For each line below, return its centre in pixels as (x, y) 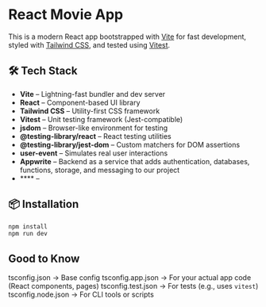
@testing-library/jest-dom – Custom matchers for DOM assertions (130, 144)
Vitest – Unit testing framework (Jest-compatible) (101, 119)
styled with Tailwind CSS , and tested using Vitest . (89, 44)
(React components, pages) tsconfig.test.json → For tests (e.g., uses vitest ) (133, 286)
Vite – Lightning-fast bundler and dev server (93, 94)
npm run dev (28, 234)
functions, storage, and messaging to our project (100, 170)
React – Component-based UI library (80, 102)
